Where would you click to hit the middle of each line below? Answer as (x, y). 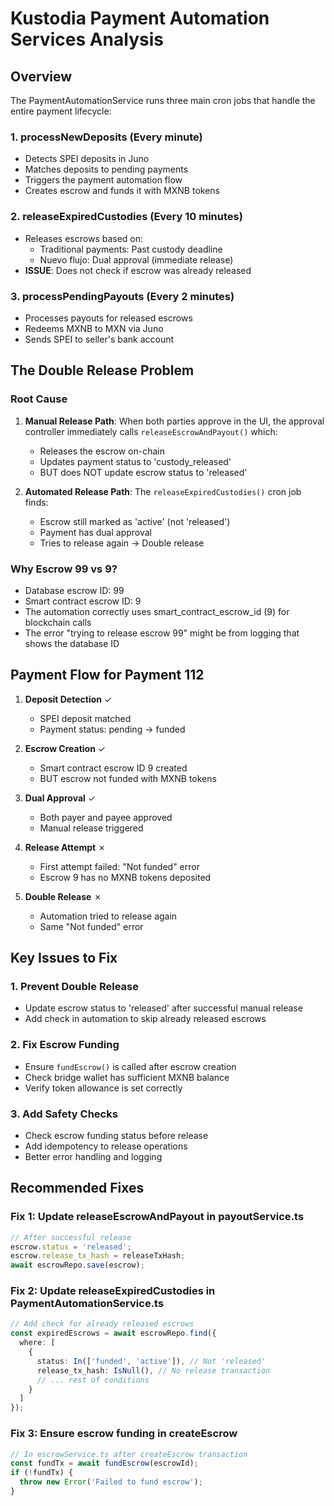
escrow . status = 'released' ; (71, 1247)
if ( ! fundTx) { (42, 1473)
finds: (36, 502)
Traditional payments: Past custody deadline (131, 249)
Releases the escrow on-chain (102, 451)
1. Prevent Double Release (74, 986)
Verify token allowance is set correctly (103, 1088)
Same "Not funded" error (91, 926)
